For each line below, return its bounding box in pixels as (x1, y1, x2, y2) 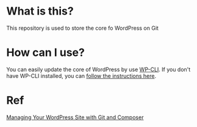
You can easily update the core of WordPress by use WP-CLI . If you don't (6, 66, 191, 73)
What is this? (6, 4, 74, 18)
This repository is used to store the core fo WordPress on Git (6, 24, 159, 32)
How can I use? (6, 46, 85, 60)
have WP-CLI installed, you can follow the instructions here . (6, 72, 157, 80)
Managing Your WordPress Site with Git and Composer (6, 114, 144, 121)
